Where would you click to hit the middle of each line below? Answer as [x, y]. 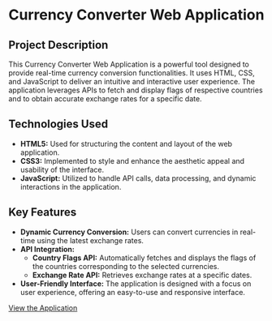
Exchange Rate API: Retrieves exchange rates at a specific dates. [142, 275]
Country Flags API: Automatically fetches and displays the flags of [144, 258]
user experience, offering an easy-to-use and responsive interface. [133, 292]
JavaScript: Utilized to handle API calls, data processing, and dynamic [138, 178]
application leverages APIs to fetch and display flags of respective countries [136, 90]
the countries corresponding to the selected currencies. [125, 266]
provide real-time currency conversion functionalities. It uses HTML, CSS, [132, 73]
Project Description [58, 45]
